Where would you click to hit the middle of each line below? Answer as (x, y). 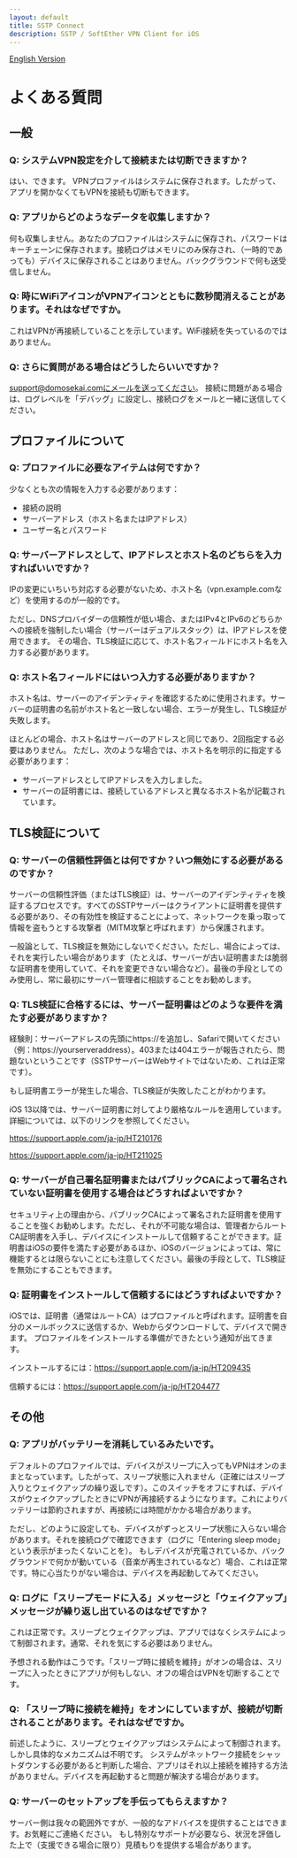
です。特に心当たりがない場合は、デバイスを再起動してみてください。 (136, 1572)
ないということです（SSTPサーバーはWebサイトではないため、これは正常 (151, 1061)
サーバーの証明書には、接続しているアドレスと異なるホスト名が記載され (153, 791)
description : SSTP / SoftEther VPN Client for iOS (104, 34)
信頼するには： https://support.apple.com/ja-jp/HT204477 (114, 1386)
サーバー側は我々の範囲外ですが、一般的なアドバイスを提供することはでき (145, 1823)
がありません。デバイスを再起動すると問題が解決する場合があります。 (136, 1777)
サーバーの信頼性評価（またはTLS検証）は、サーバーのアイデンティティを (144, 894)
